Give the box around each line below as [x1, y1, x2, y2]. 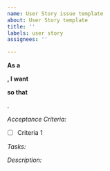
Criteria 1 [17, 129, 43, 137]
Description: [7, 156, 42, 164]
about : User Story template [7, 17, 89, 24]
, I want [7, 74, 29, 83]
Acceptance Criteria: [7, 115, 67, 124]
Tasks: [7, 142, 26, 151]
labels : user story [7, 29, 64, 37]
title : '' [7, 23, 36, 30]
